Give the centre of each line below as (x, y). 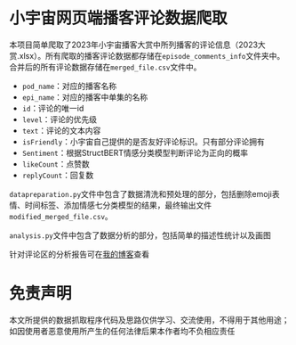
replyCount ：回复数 (58, 175)
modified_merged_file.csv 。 (61, 216)
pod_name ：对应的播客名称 (69, 86)
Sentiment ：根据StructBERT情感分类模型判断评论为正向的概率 (135, 152)
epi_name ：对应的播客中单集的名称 (85, 97)
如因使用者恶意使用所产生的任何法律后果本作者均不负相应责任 (122, 331)
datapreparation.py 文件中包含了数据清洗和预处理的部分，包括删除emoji (141, 193)
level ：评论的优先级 (60, 119)
